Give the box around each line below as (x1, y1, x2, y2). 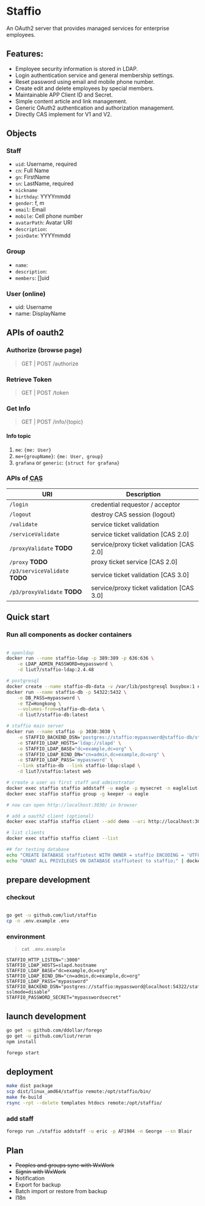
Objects (6, 128, 37, 139)
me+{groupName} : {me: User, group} (15, 452, 104, 460)
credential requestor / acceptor (91, 500, 181, 508)
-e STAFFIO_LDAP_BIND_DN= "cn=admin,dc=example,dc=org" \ (17, 751, 165, 757)
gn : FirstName (15, 173, 50, 181)
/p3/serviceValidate (9, 567, 69, 575)
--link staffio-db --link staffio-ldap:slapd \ (17, 763, 140, 769)
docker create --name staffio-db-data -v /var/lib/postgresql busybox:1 (6, 683, 195, 690)
